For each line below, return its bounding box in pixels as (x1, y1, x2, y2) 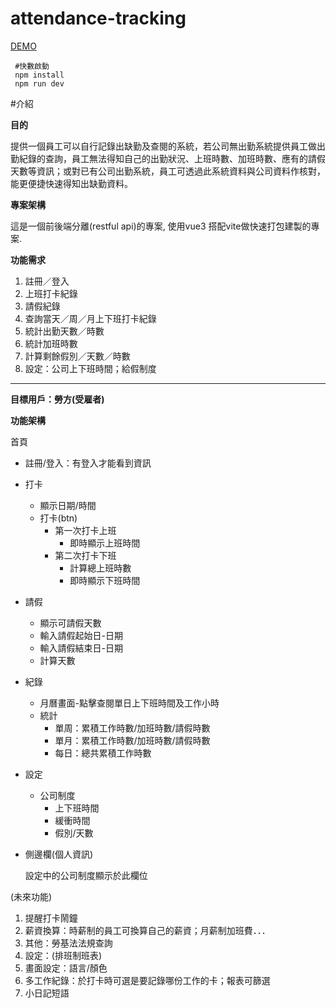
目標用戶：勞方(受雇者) (10, 393, 105, 405)
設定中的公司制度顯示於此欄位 (24, 869, 148, 881)
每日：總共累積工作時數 (54, 747, 152, 759)
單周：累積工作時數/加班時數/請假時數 (54, 722, 211, 734)
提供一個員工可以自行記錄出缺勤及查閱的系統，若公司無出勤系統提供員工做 (10, 140, 317, 152)
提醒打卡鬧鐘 (24, 912, 78, 924)
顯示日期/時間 (39, 499, 97, 511)
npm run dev (14, 78, 65, 89)
